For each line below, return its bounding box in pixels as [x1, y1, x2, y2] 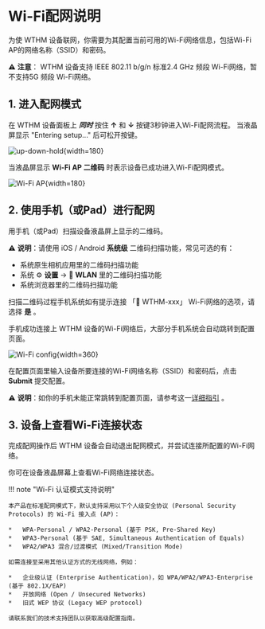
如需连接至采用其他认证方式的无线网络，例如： [8, 558, 139, 566]
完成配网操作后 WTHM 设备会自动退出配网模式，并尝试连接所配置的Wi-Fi [8, 441, 248, 451]
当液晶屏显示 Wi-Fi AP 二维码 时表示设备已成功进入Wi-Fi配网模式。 [8, 162, 229, 172]
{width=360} [57, 350, 99, 359]
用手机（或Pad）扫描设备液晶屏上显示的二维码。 [8, 226, 168, 236]
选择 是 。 [8, 307, 41, 316]
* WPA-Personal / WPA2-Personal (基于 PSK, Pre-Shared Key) [8, 526, 216, 534]
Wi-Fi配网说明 [8, 7, 101, 25]
